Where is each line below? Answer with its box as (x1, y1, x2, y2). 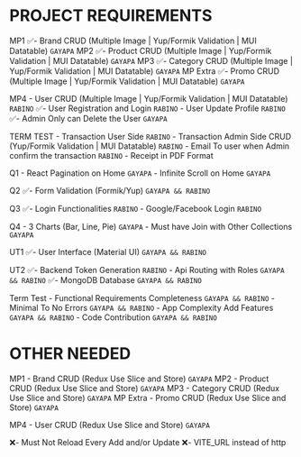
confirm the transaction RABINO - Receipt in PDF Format (9, 150, 214, 160)
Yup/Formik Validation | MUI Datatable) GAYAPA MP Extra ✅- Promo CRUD (9, 65, 280, 77)
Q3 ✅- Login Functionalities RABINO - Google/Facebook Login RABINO (9, 203, 262, 214)
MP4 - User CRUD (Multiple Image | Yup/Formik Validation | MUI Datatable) (9, 93, 288, 104)
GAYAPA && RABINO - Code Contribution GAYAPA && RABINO (9, 312, 218, 323)
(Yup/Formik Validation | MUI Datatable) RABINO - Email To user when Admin (9, 141, 290, 151)
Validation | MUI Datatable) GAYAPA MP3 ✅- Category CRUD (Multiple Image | (9, 55, 293, 66)
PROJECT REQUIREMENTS (9, 5, 213, 26)
